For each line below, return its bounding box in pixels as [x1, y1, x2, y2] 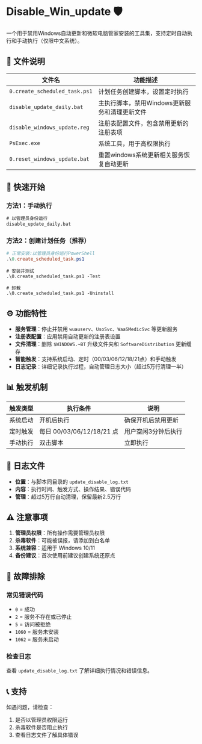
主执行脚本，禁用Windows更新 [98, 99, 185, 107]
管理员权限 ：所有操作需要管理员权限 [14, 529, 105, 536]
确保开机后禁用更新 [124, 416, 179, 424]
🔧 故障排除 [6, 571, 45, 581]
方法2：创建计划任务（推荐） [6, 237, 90, 245]
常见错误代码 [6, 591, 44, 599]
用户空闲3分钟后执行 [124, 427, 183, 435]
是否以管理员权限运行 [14, 716, 68, 724]
